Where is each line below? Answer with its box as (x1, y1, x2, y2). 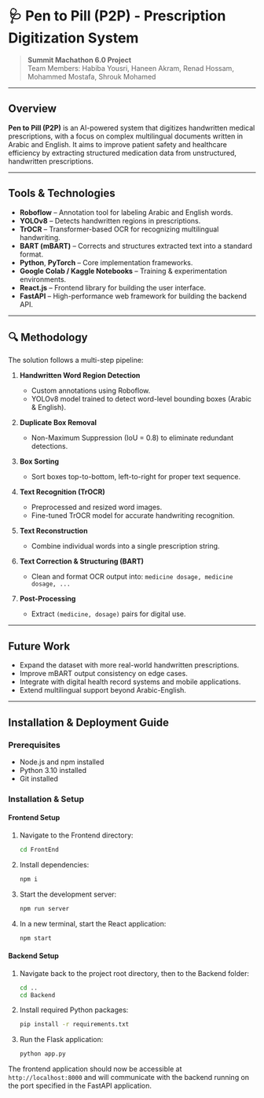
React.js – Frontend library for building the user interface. (19, 283, 207, 292)
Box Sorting (19, 457, 60, 466)
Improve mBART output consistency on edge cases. (19, 669, 189, 678)
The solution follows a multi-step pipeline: (8, 356, 144, 365)
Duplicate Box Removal (19, 418, 97, 427)
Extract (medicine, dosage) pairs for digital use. (31, 609, 186, 619)
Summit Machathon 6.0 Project (27, 55, 132, 65)
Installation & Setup (8, 793, 85, 804)
